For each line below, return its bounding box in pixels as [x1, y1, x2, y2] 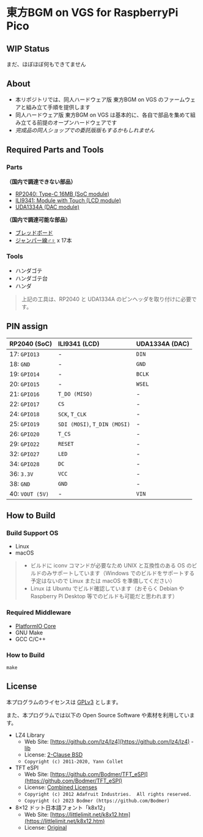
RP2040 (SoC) [9, 339, 53, 348]
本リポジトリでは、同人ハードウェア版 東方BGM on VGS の [15, 96, 164, 103]
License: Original [24, 823, 67, 831]
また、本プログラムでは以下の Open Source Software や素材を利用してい [6, 711, 190, 718]
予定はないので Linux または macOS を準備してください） [30, 577, 175, 585]
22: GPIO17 [9, 400, 40, 408]
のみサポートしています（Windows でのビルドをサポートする [41, 569, 195, 577]
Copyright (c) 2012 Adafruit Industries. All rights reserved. [24, 791, 192, 797]
